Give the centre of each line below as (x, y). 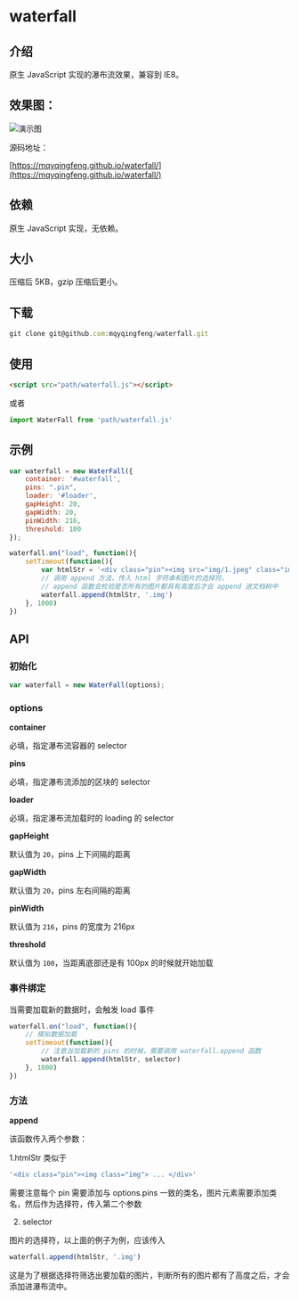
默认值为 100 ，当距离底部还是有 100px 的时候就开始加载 (111, 963)
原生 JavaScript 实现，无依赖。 (66, 228)
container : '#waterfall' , (73, 479)
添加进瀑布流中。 (40, 1286)
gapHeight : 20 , (53, 504)
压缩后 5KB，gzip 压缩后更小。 (66, 282)
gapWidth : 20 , (51, 512)
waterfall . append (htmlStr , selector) (111, 1059)
